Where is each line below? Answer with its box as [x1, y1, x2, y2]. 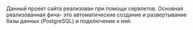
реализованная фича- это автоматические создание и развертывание [6, 11, 187, 18]
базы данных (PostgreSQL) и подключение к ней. [6, 18, 132, 24]
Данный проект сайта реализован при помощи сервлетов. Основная [6, 5, 183, 12]
